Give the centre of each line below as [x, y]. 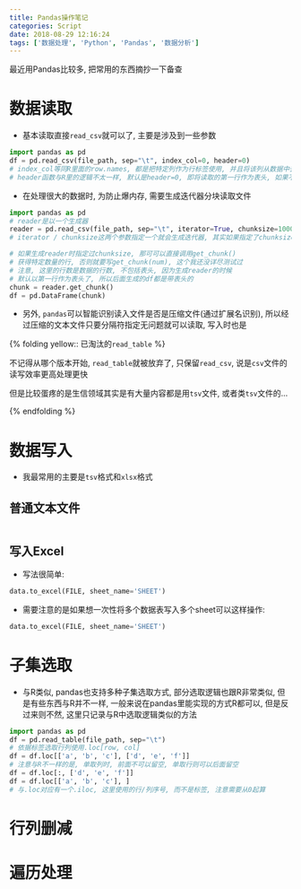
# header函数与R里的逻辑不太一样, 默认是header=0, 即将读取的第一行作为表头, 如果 [149, 177]
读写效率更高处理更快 [48, 374]
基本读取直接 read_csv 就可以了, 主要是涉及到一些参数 [119, 135]
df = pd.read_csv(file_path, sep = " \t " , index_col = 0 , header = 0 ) [130, 161]
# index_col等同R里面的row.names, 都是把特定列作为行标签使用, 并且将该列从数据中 [150, 169]
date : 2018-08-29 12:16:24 [60, 34]
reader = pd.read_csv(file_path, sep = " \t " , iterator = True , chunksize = [144, 230]
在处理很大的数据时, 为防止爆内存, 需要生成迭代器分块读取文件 [137, 196]
